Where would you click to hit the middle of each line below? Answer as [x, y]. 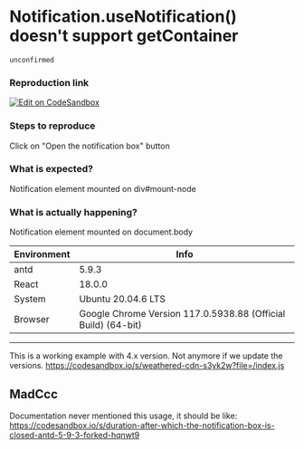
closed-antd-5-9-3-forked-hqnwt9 [75, 435]
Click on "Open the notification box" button [90, 146]
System [30, 299]
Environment [42, 254]
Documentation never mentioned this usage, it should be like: [123, 416]
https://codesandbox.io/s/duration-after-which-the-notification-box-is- [142, 425]
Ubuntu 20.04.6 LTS [122, 299]
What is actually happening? [73, 212]
